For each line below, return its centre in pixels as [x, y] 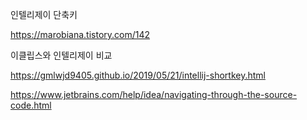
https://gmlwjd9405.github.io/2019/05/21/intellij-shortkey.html [138, 75]
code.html [31, 105]
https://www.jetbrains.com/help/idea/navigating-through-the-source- [154, 94]
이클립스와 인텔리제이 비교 [61, 55]
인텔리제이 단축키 [44, 14]
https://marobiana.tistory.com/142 [80, 34]
